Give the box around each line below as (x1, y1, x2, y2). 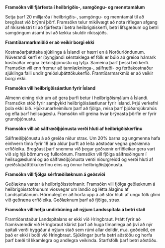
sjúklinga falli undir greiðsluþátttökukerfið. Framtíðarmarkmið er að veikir (5, 70, 154, 76)
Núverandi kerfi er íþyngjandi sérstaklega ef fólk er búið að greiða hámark (5, 54, 156, 60)
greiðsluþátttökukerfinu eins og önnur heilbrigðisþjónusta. (5, 162, 124, 167)
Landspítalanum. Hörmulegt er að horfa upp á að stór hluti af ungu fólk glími (5, 192, 161, 197)
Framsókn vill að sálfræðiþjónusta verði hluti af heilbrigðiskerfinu (5, 125, 143, 131)
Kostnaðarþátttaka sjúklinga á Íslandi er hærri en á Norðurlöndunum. (5, 49, 145, 55)
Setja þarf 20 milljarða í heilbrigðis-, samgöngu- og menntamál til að (5, 14, 144, 19)
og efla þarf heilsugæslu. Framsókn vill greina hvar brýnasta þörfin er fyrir (5, 111, 157, 117)
